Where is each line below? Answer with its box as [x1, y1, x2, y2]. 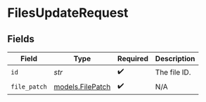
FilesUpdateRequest [7, 5, 129, 21]
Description [155, 54, 195, 63]
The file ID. [155, 67, 191, 77]
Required [117, 54, 149, 63]
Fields [7, 33, 35, 45]
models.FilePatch [53, 82, 111, 91]
